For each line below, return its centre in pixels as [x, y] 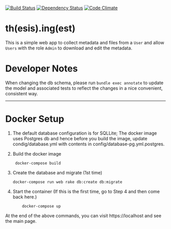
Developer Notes [41, 69]
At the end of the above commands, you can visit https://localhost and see [83, 215]
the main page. [21, 221]
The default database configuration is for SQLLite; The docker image [85, 133]
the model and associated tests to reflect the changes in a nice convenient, [84, 88]
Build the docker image [37, 154]
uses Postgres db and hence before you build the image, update [80, 138]
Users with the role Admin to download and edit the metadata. [69, 48]
